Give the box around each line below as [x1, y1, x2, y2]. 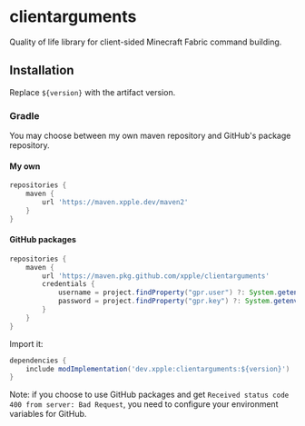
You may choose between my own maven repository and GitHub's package [9, 130, 291, 142]
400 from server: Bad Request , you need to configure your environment [9, 399, 279, 410]
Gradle [9, 109, 40, 122]
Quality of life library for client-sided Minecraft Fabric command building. [9, 36, 282, 47]
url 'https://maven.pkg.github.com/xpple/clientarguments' [42, 271, 271, 281]
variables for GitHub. [9, 409, 87, 420]
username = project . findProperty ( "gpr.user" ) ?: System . [57, 288, 279, 297]
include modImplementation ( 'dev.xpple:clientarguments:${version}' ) [25, 364, 290, 373]
